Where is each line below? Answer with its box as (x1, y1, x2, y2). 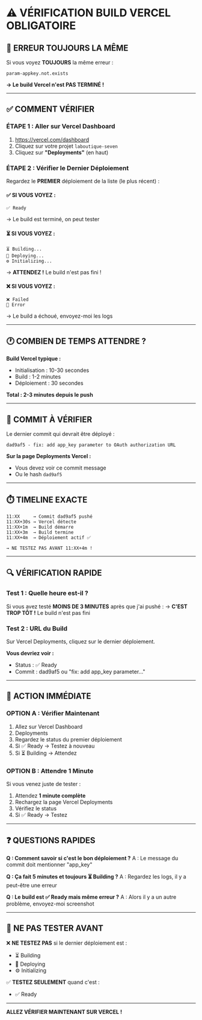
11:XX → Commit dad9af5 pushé (6, 514, 93, 520)
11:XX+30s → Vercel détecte (6, 519, 77, 525)
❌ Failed (6, 296, 29, 303)
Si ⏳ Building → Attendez (14, 749, 77, 757)
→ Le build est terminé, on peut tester (6, 216, 100, 223)
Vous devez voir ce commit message (14, 464, 106, 471)
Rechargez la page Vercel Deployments (14, 799, 113, 805)
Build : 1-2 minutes (14, 373, 61, 380)
